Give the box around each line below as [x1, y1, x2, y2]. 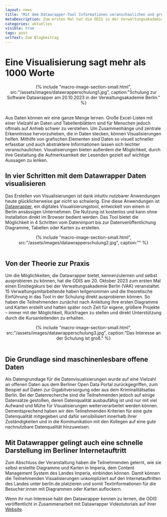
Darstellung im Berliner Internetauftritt [5, 446, 127, 455]
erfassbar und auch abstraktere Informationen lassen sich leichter [5, 141, 140, 147]
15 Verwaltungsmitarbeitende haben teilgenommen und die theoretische [5, 288, 153, 295]
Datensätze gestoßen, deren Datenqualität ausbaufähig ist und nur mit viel [5, 398, 158, 404]
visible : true [5, 26, 35, 31]
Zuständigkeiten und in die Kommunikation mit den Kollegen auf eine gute [5, 419, 157, 425]
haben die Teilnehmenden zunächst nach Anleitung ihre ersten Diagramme [5, 299, 158, 305]
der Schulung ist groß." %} [56, 335, 111, 341]
